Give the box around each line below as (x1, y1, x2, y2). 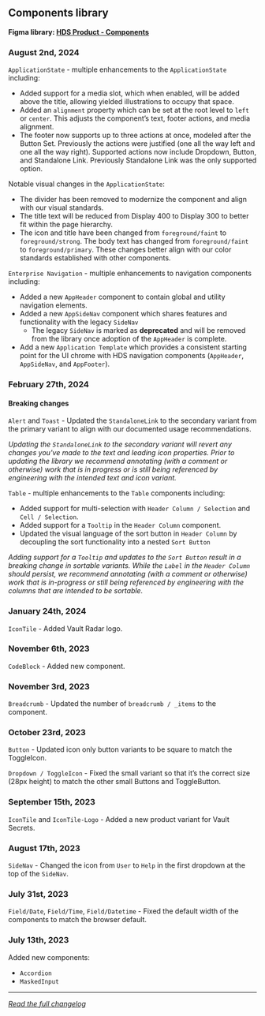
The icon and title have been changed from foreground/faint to (19, 228, 227, 237)
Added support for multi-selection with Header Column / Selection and (19, 504, 251, 514)
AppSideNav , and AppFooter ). (19, 359, 110, 369)
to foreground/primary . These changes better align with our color (19, 245, 232, 255)
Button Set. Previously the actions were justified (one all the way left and (19, 139, 256, 148)
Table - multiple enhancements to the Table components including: (8, 488, 226, 498)
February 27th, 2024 (8, 379, 89, 390)
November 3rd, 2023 (8, 681, 91, 692)
